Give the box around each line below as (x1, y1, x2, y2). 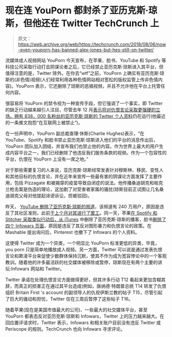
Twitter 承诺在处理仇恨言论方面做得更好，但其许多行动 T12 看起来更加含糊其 (5, 276, 166, 283)
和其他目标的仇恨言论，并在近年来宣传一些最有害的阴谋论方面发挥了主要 (5, 173, 158, 180)
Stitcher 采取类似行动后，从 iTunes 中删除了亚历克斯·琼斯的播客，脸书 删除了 (5, 216, 166, 222)
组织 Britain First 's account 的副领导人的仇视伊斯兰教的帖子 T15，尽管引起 (5, 289, 163, 295)
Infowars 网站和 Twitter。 (11, 265, 65, 272)
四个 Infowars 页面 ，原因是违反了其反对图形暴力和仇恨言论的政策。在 (5, 223, 152, 229)
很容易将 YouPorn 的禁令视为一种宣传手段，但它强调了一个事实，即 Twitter (5, 100, 163, 106)
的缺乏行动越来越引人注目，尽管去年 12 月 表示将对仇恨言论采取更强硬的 (5, 106, 156, 113)
